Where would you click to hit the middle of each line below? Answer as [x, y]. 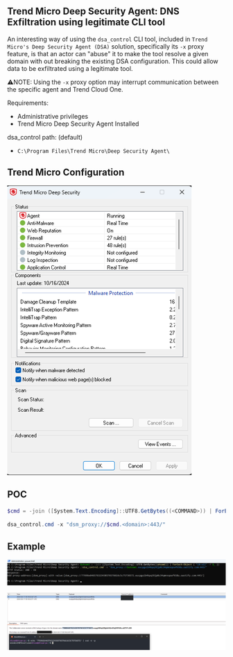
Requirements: [28, 103]
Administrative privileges [53, 116]
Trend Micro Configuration [66, 173]
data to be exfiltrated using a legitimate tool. [70, 68]
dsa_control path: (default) [45, 137]
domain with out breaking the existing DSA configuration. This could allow [113, 61]
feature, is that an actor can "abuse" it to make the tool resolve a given [108, 53]
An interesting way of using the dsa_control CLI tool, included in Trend [107, 39]
